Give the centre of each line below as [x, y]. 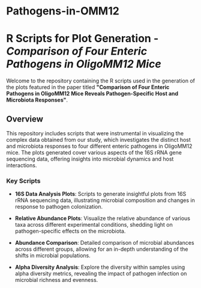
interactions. [22, 165]
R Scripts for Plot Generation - [82, 39]
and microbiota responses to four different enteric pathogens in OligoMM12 [99, 146]
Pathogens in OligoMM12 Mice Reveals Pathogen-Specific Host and [92, 94]
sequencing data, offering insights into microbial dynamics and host [90, 159]
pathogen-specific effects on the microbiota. [70, 231]
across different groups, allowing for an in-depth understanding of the [101, 249]
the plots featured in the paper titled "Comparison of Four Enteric [88, 87]
